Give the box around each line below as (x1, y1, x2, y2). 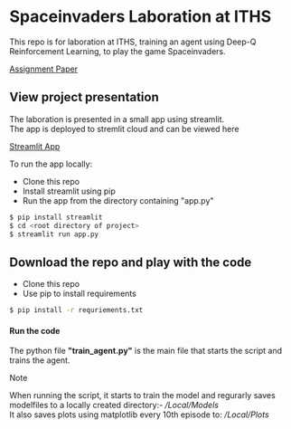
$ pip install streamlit (9, 213, 103, 222)
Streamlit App (9, 140, 61, 151)
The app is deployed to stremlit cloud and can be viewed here (9, 123, 239, 134)
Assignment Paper (9, 63, 79, 74)
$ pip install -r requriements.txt (9, 306, 144, 315)
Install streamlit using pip (22, 186, 116, 196)
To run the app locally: (9, 158, 93, 169)
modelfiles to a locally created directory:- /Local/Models (9, 400, 220, 411)
